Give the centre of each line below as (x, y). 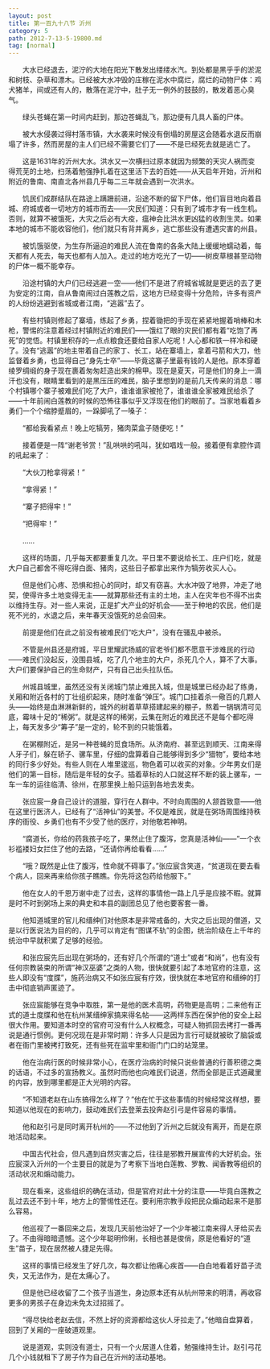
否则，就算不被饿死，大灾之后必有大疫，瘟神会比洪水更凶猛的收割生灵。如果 (135, 219)
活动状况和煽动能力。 (43, 1174)
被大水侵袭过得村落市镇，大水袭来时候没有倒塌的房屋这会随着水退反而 (138, 134)
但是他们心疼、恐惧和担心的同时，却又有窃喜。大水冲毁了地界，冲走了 (138, 585)
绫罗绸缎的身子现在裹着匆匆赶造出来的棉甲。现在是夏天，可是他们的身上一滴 (135, 370)
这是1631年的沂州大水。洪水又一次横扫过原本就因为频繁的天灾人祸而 (135, 161)
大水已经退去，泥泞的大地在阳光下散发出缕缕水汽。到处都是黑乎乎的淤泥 (142, 70)
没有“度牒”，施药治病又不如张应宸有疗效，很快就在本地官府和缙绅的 (142, 978)
